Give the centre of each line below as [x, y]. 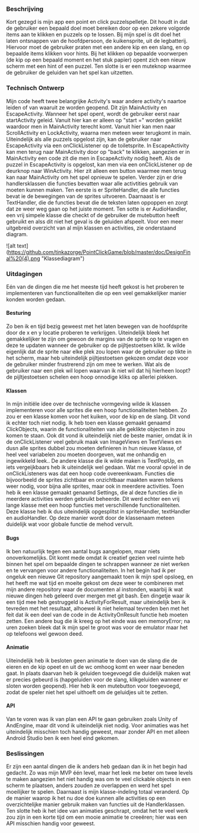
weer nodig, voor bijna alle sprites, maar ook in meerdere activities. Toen [95, 486]
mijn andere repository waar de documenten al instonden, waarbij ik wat [94, 589]
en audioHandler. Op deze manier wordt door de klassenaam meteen [91, 518]
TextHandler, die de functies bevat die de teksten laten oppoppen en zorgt [97, 202]
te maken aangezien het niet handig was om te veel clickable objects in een [99, 779]
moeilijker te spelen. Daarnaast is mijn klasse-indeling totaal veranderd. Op [98, 792]
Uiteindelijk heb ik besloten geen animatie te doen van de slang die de [92, 660]
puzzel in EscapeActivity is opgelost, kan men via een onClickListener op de [99, 164]
